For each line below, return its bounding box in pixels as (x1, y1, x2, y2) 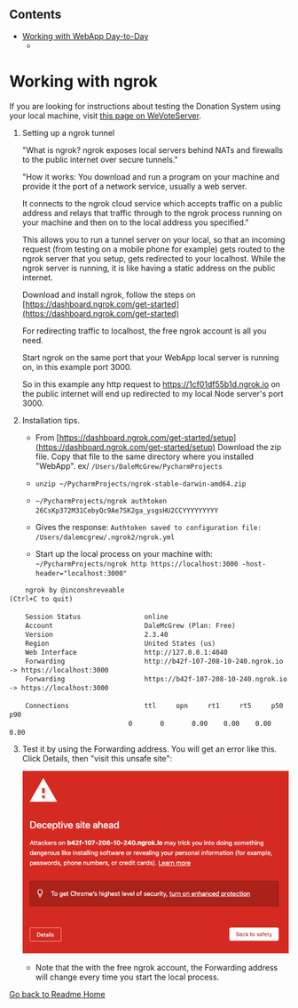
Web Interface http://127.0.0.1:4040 (25, 648, 228, 657)
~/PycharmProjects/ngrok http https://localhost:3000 (35, 560, 239, 569)
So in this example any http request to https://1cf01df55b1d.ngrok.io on (21, 378, 281, 390)
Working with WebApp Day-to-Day (21, 30, 149, 41)
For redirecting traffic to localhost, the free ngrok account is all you (21, 325, 267, 336)
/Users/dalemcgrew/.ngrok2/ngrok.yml (35, 533, 176, 542)
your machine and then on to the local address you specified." (21, 217, 250, 228)
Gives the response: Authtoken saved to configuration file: (35, 521, 262, 532)
